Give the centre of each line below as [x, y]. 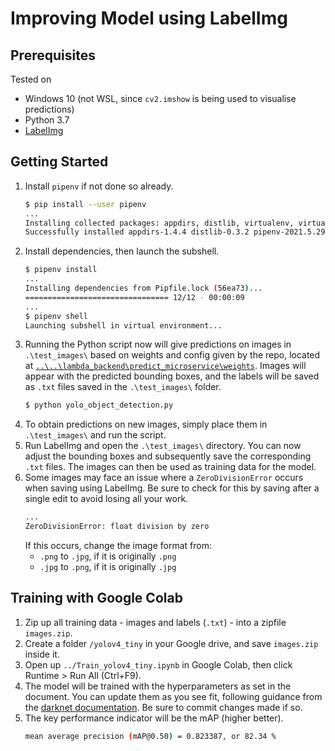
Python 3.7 [47, 120]
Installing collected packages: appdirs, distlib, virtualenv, [159, 223]
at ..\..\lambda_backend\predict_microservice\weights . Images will [165, 366]
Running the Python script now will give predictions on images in [158, 344]
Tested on [31, 79]
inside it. [42, 654]
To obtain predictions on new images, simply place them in [146, 424]
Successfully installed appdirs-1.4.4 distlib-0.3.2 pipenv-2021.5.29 [175, 232]
